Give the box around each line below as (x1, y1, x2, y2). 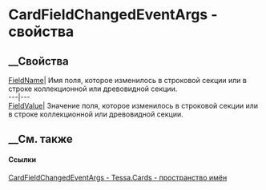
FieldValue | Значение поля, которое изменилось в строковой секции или (8, 101, 259, 110)
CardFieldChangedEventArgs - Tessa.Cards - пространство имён (8, 172, 228, 182)
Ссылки (8, 154, 37, 164)
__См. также (8, 133, 74, 146)
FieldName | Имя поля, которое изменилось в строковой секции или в (8, 76, 247, 85)
